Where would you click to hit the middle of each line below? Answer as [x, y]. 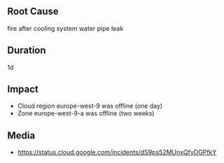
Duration [27, 51]
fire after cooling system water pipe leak [65, 28]
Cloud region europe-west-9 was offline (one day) [90, 106]
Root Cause [33, 12]
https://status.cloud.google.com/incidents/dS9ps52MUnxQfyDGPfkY [117, 153]
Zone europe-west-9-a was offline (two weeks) [86, 113]
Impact [23, 89]
